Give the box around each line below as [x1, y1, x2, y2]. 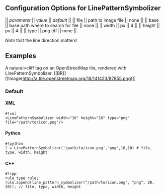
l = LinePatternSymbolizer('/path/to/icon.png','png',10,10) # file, [5, 145, 153, 150]
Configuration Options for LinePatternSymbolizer [5, 4, 161, 12]
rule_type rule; [5, 176, 39, 181]
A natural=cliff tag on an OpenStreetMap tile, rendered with [5, 65, 127, 71]
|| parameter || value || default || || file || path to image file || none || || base [5, 17, 159, 23]
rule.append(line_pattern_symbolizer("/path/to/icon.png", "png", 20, [5, 180, 155, 185]
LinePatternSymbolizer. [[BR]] [5, 70, 66, 76]
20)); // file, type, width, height [5, 185, 81, 190]
